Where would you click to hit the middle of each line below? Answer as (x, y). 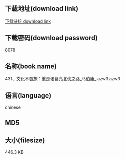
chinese (13, 107)
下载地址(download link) (42, 9)
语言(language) (28, 95)
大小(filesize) (25, 140)
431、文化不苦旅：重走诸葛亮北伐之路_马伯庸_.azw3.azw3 (63, 79)
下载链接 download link (28, 21)
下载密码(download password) (51, 38)
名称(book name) (31, 66)
